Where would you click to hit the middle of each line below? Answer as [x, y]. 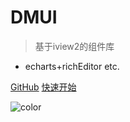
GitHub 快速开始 [43, 87]
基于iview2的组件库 [74, 46]
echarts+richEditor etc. [72, 66]
